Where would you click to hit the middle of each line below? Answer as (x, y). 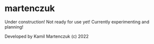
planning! (14, 27)
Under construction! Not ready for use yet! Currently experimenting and (77, 22)
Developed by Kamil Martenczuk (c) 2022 (47, 36)
